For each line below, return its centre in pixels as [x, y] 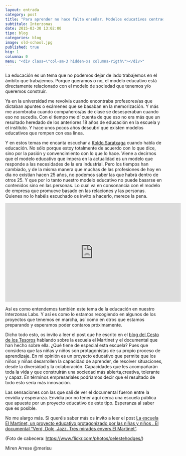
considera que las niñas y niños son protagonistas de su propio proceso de [83, 351]
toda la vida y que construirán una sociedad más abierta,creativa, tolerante [82, 372]
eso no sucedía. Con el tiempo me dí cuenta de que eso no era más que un [83, 117]
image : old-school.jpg [29, 43]
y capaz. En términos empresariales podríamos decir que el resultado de [80, 377]
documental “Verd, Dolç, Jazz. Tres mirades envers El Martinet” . [71, 429]
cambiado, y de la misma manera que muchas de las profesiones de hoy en [83, 170]
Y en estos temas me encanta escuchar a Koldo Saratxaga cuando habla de [83, 143]
